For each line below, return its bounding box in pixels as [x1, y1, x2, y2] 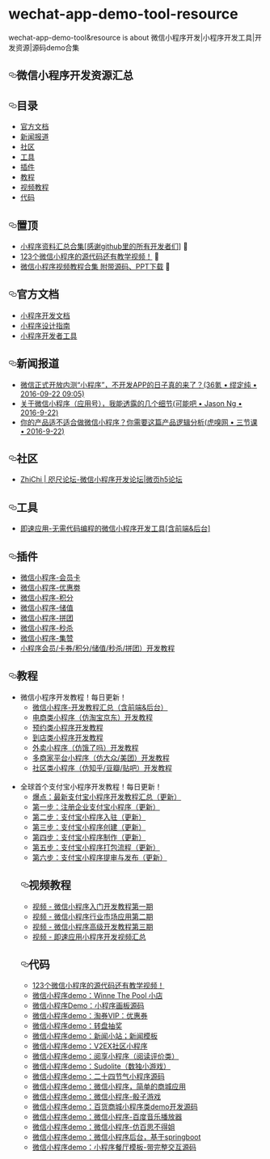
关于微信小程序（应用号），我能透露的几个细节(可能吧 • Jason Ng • [19, 398, 243, 408]
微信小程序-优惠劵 [19, 583, 81, 593]
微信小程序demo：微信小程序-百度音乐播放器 [32, 1112, 183, 1122]
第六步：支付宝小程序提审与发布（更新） [32, 852, 167, 862]
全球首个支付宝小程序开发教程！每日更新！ [19, 781, 162, 791]
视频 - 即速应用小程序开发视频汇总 [32, 932, 146, 941]
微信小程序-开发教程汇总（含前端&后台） [32, 702, 168, 712]
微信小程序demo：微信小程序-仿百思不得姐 [32, 1122, 175, 1132]
